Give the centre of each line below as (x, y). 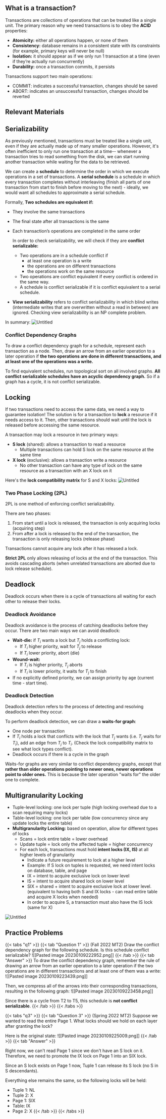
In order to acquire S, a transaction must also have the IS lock (90, 902)
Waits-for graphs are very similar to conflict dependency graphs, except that (83, 764)
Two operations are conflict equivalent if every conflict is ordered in (89, 277)
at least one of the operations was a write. (49, 362)
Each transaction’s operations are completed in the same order (76, 231)
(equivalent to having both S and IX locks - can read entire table (92, 892)
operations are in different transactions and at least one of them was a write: (83, 971)
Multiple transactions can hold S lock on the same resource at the (87, 450)
